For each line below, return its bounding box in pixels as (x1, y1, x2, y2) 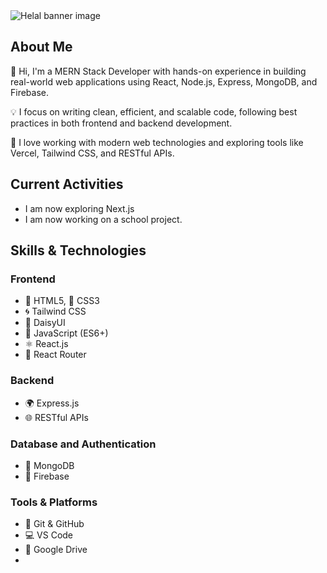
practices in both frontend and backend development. (10, 117, 233, 129)
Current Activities (10, 176, 124, 193)
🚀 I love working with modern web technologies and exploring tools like (10, 136, 304, 148)
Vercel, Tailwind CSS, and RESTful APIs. (10, 147, 175, 159)
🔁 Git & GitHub (24, 518, 85, 530)
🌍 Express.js (24, 397, 80, 409)
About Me (10, 39, 73, 56)
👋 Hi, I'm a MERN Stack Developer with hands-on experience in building (10, 65, 307, 77)
